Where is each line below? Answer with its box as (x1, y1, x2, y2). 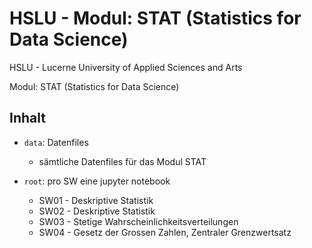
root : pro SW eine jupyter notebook (23, 175, 171, 187)
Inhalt (9, 110, 46, 127)
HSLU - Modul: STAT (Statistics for (9, 7, 302, 30)
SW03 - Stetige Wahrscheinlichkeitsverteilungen (38, 215, 239, 227)
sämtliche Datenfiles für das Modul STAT (38, 155, 207, 167)
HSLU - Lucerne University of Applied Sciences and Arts (9, 61, 243, 73)
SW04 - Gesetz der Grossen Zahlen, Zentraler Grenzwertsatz (38, 226, 292, 238)
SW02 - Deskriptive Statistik (38, 205, 156, 217)
